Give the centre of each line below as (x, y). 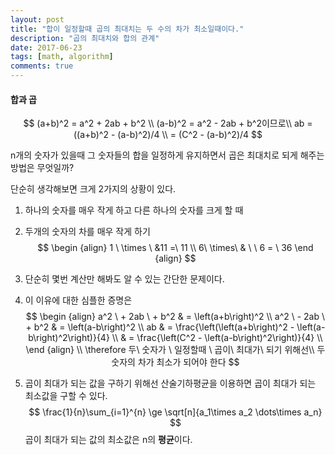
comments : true (42, 66)
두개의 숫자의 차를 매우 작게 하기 (87, 232)
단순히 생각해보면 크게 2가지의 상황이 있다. (93, 189)
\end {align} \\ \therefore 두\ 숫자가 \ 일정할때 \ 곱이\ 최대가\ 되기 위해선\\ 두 (175, 350)
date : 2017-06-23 (46, 47)
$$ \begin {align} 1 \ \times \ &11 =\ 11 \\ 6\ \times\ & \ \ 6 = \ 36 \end (175, 248)
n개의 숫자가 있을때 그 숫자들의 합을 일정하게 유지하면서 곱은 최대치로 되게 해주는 (167, 155)
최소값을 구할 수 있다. (66, 396)
